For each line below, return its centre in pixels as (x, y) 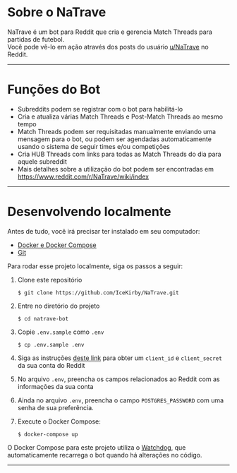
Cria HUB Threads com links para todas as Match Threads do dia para (119, 154)
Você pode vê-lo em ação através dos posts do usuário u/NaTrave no (108, 47)
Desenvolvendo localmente (89, 212)
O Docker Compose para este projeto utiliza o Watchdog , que (97, 447)
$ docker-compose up (48, 434)
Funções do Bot (54, 90)
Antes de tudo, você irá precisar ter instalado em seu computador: (104, 231)
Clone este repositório (50, 280)
